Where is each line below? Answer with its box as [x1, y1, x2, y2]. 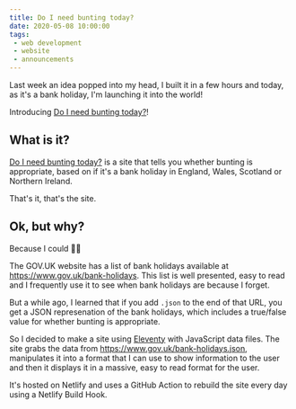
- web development [13, 38, 83, 48]
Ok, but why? [9, 219, 85, 235]
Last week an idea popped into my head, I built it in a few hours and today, [9, 80, 284, 90]
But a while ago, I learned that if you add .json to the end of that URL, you [9, 297, 283, 307]
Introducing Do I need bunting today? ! [9, 107, 150, 117]
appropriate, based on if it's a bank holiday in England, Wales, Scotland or [9, 165, 283, 176]
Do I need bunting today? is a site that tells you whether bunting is [9, 156, 253, 167]
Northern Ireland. [9, 175, 74, 186]
